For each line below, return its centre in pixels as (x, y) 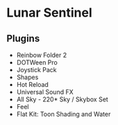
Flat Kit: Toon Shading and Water (64, 114)
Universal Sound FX (45, 92)
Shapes (27, 77)
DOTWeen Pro (37, 62)
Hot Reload (33, 84)
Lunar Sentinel (49, 13)
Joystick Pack (36, 70)
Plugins (23, 39)
